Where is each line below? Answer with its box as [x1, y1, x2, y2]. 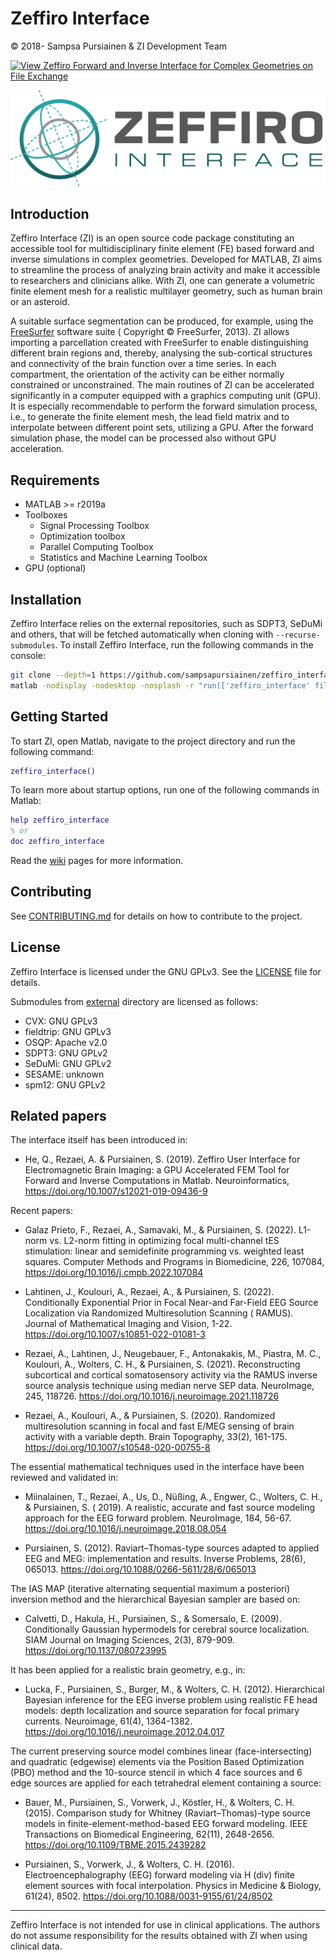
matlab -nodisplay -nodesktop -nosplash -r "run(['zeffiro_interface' [10, 680, 311, 691]
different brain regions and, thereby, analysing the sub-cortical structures [10, 347, 313, 359]
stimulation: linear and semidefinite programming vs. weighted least [24, 1245, 305, 1257]
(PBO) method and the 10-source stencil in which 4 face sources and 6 [10, 1767, 303, 1779]
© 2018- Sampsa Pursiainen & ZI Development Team [10, 40, 228, 52]
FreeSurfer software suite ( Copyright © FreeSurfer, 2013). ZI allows [10, 326, 290, 338]
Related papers [10, 1108, 107, 1125]
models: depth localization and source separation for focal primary [24, 1705, 300, 1717]
